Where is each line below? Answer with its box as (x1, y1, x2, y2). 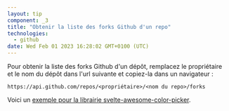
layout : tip (7, 10, 42, 18)
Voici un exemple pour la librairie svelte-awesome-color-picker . (7, 96, 191, 104)
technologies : (7, 30, 49, 37)
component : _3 (7, 17, 49, 24)
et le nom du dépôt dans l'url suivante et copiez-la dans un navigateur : (7, 70, 214, 78)
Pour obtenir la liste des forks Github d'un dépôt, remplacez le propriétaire (7, 63, 223, 70)
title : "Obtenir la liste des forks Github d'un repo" (7, 23, 171, 30)
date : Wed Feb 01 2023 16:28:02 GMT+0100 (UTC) (7, 43, 150, 50)
